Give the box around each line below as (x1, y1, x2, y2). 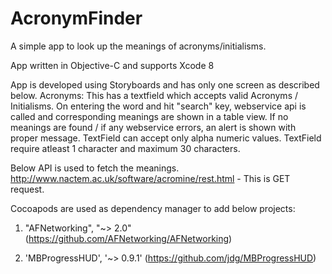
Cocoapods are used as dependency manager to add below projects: (10, 202, 296, 214)
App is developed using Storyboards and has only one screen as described (10, 78, 320, 91)
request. (10, 183, 45, 195)
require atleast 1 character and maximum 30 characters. (10, 142, 241, 154)
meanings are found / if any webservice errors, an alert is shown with (10, 121, 297, 133)
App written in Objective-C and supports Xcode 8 (10, 59, 215, 71)
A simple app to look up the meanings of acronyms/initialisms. (10, 40, 267, 52)
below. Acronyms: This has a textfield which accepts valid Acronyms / (10, 89, 299, 101)
